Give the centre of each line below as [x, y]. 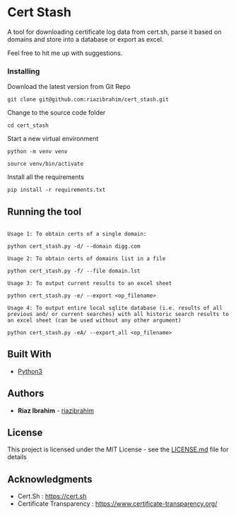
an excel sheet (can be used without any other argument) [94, 321]
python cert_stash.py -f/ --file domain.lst [74, 271]
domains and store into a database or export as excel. [85, 39]
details [17, 457]
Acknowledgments [50, 479]
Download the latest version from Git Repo [69, 87]
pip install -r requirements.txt [57, 190]
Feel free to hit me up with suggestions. [65, 53]
